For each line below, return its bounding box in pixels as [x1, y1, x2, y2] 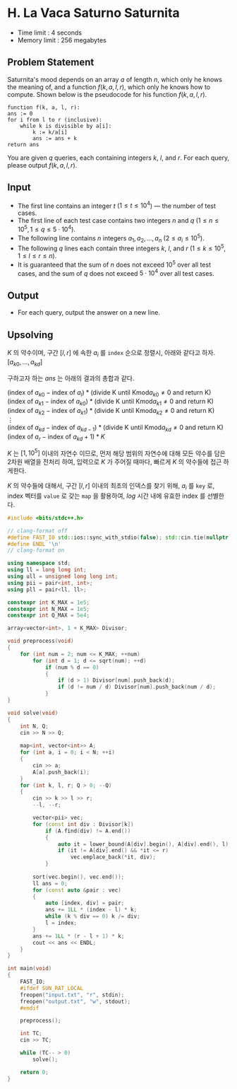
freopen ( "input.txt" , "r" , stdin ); [20, 991, 125, 998]
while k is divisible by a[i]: [20, 122, 112, 129]
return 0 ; [20, 1068, 49, 1076]
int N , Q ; [20, 723, 49, 730]
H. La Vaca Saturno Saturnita [7, 5, 180, 21]
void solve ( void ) [7, 709, 59, 716]
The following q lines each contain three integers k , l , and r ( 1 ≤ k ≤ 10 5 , [17, 243, 226, 252]
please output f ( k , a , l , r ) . [7, 161, 78, 169]
